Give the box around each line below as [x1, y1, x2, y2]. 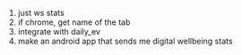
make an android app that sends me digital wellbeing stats [17, 35, 233, 46]
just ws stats [17, 8, 65, 18]
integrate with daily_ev [17, 27, 101, 36]
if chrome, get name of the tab [17, 17, 131, 27]
